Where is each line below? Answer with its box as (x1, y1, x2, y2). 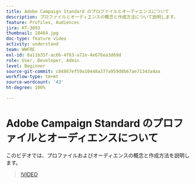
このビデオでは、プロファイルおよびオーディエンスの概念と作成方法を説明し (6, 151, 190, 158)
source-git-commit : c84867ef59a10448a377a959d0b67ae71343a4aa (6, 68, 161, 74)
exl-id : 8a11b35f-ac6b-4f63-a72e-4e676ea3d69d (6, 52, 121, 58)
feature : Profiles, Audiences (6, 19, 80, 25)
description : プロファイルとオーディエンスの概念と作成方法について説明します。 (6, 14, 178, 20)
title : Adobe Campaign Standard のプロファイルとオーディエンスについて (6, 8, 169, 15)
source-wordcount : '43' (6, 80, 64, 85)
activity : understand (6, 42, 59, 47)
